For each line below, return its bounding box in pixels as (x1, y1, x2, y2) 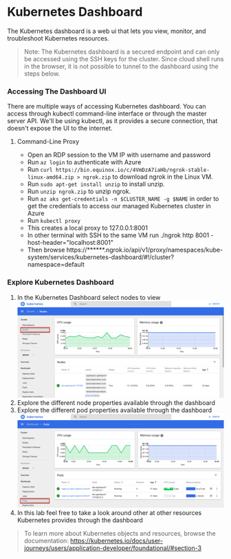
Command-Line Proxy (16, 138, 80, 146)
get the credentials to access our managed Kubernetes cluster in (27, 202, 211, 210)
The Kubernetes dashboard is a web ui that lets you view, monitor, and (7, 27, 206, 35)
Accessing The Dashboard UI (7, 87, 107, 96)
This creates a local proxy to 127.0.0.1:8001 (27, 224, 148, 232)
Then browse (27, 245, 65, 254)
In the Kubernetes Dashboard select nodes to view (16, 293, 161, 301)
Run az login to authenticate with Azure (27, 158, 142, 166)
